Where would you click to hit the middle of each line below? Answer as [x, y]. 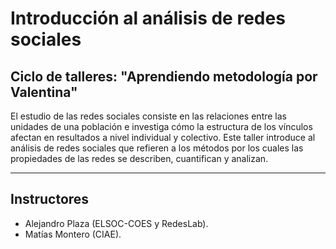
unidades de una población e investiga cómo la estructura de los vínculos [161, 126]
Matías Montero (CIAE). [73, 234]
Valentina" [44, 92]
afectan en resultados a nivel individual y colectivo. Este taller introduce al [163, 137]
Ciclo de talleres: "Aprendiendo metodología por [164, 76]
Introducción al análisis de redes [148, 18]
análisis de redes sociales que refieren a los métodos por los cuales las [157, 148]
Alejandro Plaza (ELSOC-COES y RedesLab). [116, 223]
